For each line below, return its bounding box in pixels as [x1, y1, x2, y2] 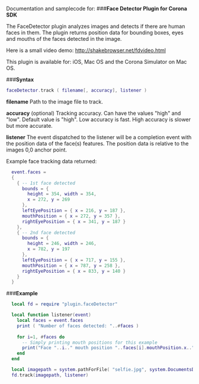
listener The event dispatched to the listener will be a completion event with [6, 133, 192, 141]
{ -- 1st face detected [17, 180, 76, 186]
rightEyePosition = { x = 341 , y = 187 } [21, 218, 126, 224]
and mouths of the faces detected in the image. [6, 36, 122, 42]
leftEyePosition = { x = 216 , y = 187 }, [21, 208, 126, 214]
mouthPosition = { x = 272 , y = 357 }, [21, 213, 121, 219]
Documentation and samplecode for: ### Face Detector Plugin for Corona [6, 5, 188, 12]
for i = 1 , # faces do [17, 334, 65, 340]
